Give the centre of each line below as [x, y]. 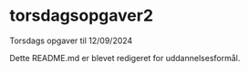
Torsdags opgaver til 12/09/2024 [71, 40]
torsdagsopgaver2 [81, 16]
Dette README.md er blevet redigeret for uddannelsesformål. [125, 58]
